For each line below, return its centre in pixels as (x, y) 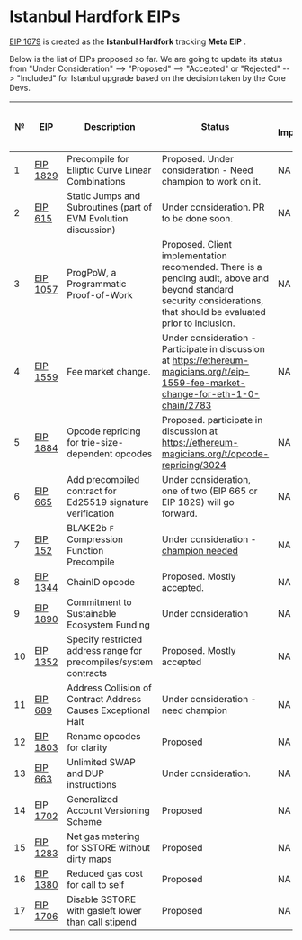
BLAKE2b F (90, 528)
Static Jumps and (104, 195)
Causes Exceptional (109, 710)
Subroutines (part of (110, 207)
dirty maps (89, 859)
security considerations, (213, 301)
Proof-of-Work (100, 294)
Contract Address (104, 699)
